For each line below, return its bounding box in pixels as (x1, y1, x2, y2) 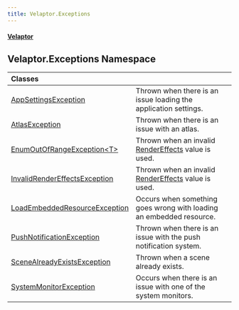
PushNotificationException (11, 232, 100, 242)
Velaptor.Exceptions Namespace (7, 52, 156, 65)
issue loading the (135, 95, 193, 105)
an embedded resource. (135, 212, 216, 222)
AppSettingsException (11, 95, 85, 105)
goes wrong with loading (135, 203, 218, 213)
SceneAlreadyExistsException (11, 257, 111, 267)
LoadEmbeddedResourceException (11, 203, 129, 213)
